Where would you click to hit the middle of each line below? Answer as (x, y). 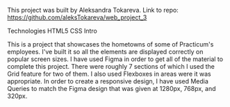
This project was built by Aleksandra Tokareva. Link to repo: (93, 10)
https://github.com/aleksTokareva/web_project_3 (77, 17)
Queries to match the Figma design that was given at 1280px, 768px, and (112, 89)
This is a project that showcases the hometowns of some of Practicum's (110, 44)
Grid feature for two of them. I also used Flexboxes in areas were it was (109, 74)
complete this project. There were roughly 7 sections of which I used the (111, 66)
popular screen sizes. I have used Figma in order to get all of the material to (115, 59)
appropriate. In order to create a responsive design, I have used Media (108, 81)
